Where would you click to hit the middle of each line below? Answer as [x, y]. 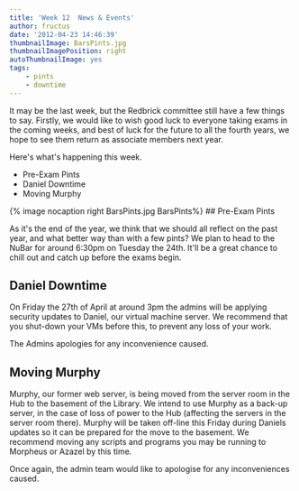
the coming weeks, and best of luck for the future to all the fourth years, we [149, 130]
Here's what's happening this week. [76, 157]
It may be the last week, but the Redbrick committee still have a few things [147, 110]
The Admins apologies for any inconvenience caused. [109, 344]
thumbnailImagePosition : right [68, 51]
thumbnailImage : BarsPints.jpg [68, 43]
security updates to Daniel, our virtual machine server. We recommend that [149, 317]
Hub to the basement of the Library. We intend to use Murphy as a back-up [149, 403]
